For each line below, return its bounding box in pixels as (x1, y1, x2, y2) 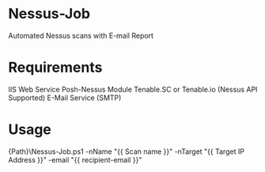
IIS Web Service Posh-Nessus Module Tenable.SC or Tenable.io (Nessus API (8, 84, 258, 94)
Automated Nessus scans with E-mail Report (8, 31, 154, 40)
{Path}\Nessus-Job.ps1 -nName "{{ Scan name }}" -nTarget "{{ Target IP (8, 147, 245, 156)
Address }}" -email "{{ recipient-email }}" (8, 155, 142, 164)
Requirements (8, 58, 103, 77)
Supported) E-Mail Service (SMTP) (8, 92, 122, 103)
